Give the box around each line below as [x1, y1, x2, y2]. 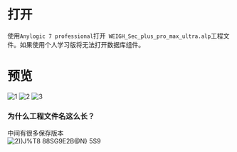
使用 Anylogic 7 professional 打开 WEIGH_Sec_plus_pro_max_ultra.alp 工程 [7, 31, 223, 40]
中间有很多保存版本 [7, 129, 64, 138]
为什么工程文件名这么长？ [7, 111, 95, 121]
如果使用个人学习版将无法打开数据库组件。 [19, 40, 144, 49]
